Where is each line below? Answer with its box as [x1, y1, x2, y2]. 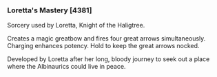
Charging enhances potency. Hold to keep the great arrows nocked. [7, 42, 200, 50]
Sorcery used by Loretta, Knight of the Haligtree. [7, 21, 145, 30]
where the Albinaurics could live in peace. [7, 63, 126, 71]
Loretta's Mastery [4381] [7, 5, 92, 15]
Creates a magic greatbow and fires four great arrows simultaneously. [7, 34, 206, 43]
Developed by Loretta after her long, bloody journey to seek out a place [7, 55, 210, 63]
